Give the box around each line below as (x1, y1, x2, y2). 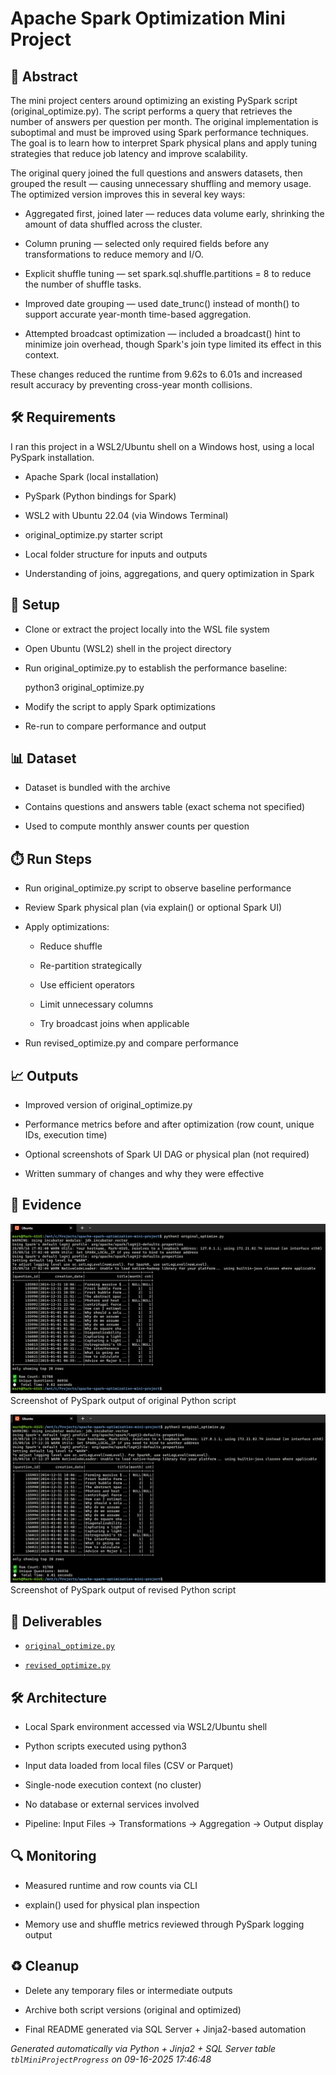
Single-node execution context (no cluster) (24, 1778, 202, 1791)
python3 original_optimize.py (24, 681, 145, 693)
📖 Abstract (10, 68, 78, 85)
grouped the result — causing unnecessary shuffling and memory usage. (10, 178, 312, 189)
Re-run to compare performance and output (24, 720, 207, 732)
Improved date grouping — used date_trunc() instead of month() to (24, 298, 300, 309)
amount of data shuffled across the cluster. (24, 218, 203, 230)
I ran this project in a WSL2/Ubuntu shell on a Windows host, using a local (10, 440, 315, 452)
